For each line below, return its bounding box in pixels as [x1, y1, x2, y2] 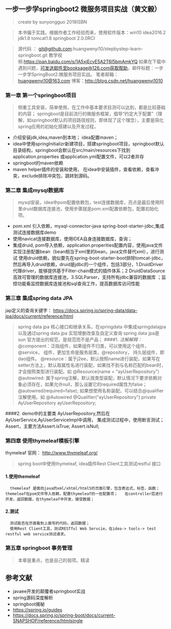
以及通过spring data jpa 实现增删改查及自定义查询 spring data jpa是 [17, 330, 160, 336]
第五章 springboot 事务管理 [5, 545, 72, 552]
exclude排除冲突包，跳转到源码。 [21, 173, 92, 179]
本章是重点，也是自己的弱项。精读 [17, 557, 90, 563]
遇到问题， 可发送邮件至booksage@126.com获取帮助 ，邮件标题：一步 [17, 64, 164, 71]
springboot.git [17, 52, 47, 58]
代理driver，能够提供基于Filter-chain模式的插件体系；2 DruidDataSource [12, 268, 165, 274]
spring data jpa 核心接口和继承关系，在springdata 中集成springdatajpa [17, 323, 166, 330]
